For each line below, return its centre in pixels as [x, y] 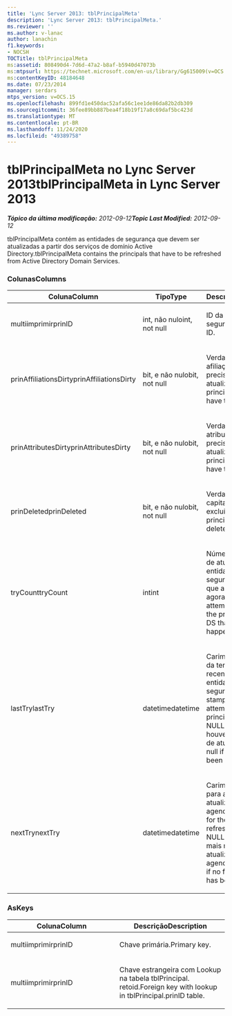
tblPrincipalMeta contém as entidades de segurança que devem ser [104, 239]
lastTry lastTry [33, 708]
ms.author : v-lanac [35, 33]
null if [215, 752]
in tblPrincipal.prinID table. [162, 995]
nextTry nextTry [35, 833]
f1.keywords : [26, 46]
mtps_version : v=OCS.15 [41, 97]
